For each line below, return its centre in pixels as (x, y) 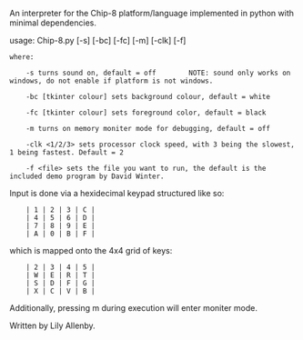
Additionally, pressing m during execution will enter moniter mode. (133, 308)
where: (22, 57)
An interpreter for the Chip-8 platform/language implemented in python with (151, 13)
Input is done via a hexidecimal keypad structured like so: (117, 193)
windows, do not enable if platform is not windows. (111, 81)
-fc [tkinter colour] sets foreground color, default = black (146, 113)
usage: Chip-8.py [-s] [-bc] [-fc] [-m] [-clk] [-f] (98, 40)
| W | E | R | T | (61, 275)
